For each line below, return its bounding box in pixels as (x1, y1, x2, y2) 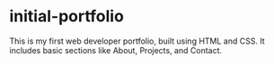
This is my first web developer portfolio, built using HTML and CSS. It (9, 36, 265, 46)
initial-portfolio (9, 6, 124, 27)
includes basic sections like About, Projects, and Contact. (9, 44, 223, 55)
